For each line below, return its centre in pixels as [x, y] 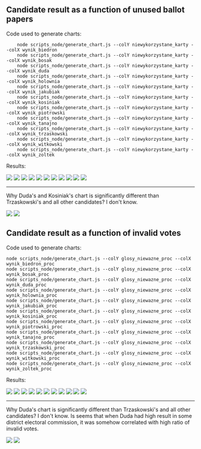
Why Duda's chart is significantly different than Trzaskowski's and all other [98, 409]
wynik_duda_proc [26, 285]
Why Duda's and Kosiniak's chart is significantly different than [83, 195]
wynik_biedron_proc [31, 264]
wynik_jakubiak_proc [32, 306]
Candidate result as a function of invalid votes [94, 233]
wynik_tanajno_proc [31, 337]
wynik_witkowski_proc [33, 358]
